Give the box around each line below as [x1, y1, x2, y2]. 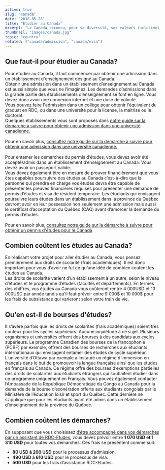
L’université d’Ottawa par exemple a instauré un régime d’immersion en [5, 355, 149, 361]
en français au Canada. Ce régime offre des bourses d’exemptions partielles [5, 365, 160, 371]
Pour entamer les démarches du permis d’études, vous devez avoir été [5, 154, 149, 160]
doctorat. [5, 112, 24, 118]
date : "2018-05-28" [5, 16, 45, 21]
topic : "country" [5, 35, 41, 40]
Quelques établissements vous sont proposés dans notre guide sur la [5, 117, 146, 123]
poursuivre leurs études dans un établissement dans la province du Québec [5, 196, 159, 202]
